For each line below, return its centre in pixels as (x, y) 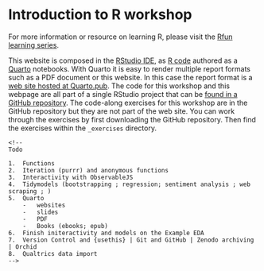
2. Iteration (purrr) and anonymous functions (89, 170)
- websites (44, 205)
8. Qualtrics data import (53, 254)
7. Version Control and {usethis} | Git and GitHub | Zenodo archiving (131, 240)
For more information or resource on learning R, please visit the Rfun (120, 37)
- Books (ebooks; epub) (66, 226)
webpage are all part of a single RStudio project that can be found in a (123, 94)
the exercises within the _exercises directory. (83, 128)
